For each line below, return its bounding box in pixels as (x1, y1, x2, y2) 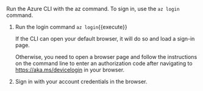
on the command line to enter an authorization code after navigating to (15, 60, 193, 67)
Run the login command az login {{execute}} (15, 24, 127, 30)
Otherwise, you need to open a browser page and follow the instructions (15, 53, 198, 60)
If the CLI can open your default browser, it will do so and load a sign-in (15, 35, 195, 42)
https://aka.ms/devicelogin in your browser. (15, 66, 125, 73)
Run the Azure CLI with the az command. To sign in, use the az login (6, 5, 180, 12)
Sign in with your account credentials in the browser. (15, 78, 148, 85)
